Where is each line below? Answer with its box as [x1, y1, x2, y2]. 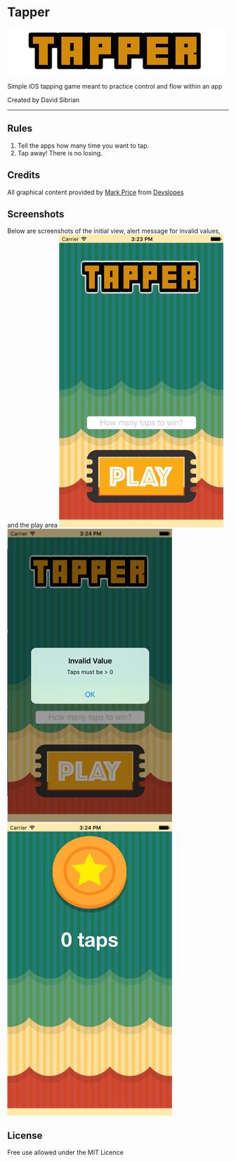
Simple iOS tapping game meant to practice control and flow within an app [7, 82, 223, 90]
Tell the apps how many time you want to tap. [17, 141, 150, 150]
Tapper [7, 4, 51, 20]
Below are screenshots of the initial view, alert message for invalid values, [7, 226, 221, 236]
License [7, 1130, 43, 1142]
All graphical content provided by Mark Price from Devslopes [7, 188, 184, 196]
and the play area [7, 521, 58, 530]
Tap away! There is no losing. [17, 148, 103, 157]
